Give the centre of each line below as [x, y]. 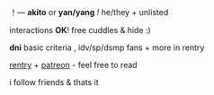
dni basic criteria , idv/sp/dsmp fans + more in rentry [107, 47]
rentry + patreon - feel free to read [73, 65]
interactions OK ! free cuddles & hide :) [80, 30]
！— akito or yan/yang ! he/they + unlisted [89, 12]
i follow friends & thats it [54, 82]
